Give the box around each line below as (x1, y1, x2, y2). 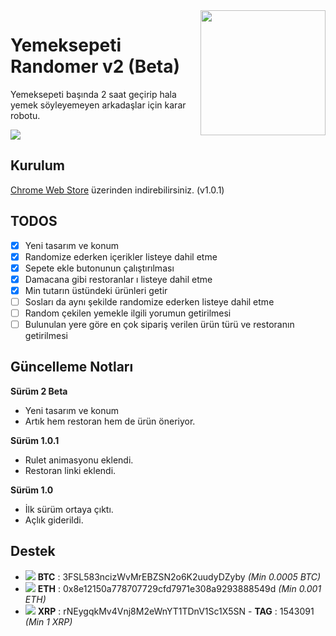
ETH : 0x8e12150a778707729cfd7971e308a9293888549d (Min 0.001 (37, 582, 322, 594)
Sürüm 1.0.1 (10, 434, 60, 446)
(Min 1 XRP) (24, 615, 73, 628)
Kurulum (10, 157, 66, 174)
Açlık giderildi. (24, 514, 84, 526)
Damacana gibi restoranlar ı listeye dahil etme (24, 273, 213, 285)
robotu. (10, 109, 41, 121)
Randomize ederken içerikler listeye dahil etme (24, 250, 218, 263)
